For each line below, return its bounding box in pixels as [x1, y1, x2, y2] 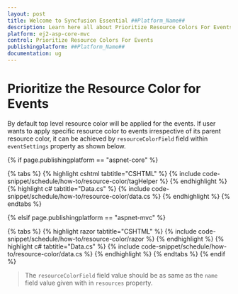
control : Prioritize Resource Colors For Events [7, 37, 154, 44]
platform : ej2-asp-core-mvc [7, 30, 91, 38]
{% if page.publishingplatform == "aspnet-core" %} [7, 156, 159, 164]
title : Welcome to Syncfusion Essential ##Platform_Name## [7, 17, 186, 24]
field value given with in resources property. [24, 278, 153, 287]
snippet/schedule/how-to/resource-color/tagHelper [7, 177, 158, 185]
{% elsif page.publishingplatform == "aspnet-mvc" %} [7, 213, 166, 222]
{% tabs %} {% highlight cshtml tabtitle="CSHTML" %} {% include [7, 169, 201, 178]
